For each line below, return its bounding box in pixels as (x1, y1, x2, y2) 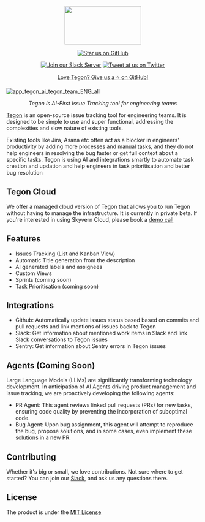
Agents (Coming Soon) (6, 360, 95, 371)
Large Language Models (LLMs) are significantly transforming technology (6, 377, 192, 384)
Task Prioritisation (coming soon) (15, 282, 99, 290)
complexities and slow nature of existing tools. (6, 124, 124, 132)
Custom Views (15, 270, 52, 277)
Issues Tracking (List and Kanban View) (15, 250, 116, 257)
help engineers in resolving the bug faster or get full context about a (6, 149, 179, 156)
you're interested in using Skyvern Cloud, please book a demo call (6, 216, 174, 223)
